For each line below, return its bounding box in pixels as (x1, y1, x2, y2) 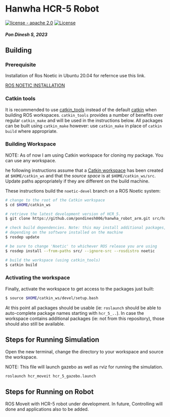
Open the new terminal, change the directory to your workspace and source (5, 349, 163, 355)
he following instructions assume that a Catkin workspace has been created (5, 167, 163, 173)
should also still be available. (5, 320, 65, 327)
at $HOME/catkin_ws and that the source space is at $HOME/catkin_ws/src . (5, 172, 156, 178)
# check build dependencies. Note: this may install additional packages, (5, 225, 166, 230)
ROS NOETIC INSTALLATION (5, 82, 65, 88)
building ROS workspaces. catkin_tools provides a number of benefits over (5, 112, 163, 118)
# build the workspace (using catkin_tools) (5, 257, 101, 263)
